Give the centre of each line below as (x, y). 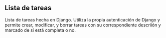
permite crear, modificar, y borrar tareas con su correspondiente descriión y (83, 25)
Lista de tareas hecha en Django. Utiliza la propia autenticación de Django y (83, 19)
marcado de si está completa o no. (40, 30)
